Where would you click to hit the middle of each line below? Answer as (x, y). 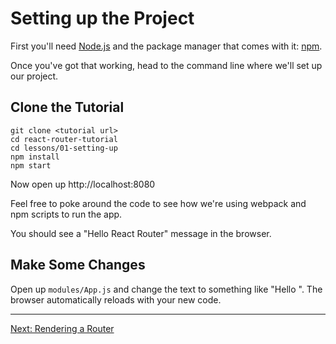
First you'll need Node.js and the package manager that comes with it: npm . (166, 46)
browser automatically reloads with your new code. (116, 299)
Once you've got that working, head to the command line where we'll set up (166, 65)
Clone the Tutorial (67, 107)
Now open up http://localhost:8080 (83, 184)
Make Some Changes (78, 265)
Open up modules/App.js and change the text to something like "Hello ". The (166, 289)
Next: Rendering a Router (62, 328)
